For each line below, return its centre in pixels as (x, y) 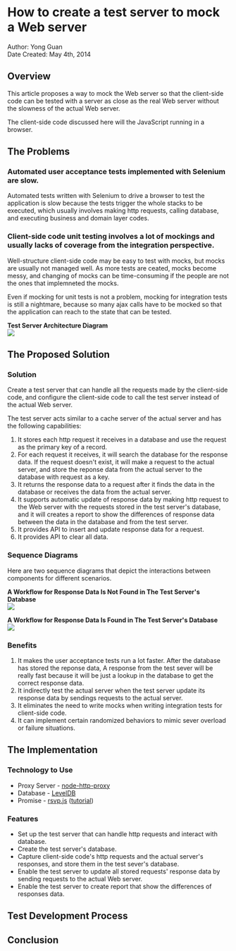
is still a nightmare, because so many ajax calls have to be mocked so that (114, 304)
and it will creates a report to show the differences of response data (116, 514)
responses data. (41, 894)
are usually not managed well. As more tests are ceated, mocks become (112, 268)
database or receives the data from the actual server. (94, 492)
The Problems (39, 152)
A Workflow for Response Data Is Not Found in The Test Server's (104, 592)
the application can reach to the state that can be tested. (89, 311)
